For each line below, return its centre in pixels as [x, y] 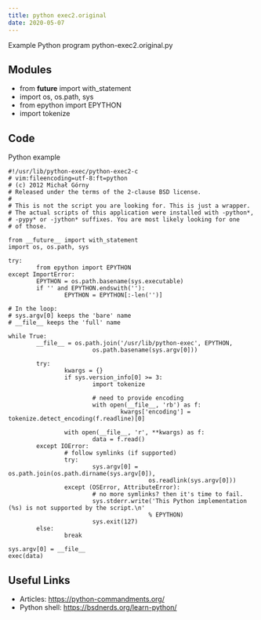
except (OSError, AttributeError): [122, 487]
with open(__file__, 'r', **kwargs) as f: [134, 432]
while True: [27, 337]
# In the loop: [33, 309]
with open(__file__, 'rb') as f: [147, 405]
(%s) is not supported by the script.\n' [77, 508]
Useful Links [39, 580]
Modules [30, 69]
